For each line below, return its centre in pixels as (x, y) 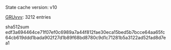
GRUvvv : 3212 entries (28, 17)
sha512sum (17, 27)
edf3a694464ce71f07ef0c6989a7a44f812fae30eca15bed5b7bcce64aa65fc (85, 32)
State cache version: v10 (31, 7)
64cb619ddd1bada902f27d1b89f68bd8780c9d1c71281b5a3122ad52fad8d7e (86, 38)
